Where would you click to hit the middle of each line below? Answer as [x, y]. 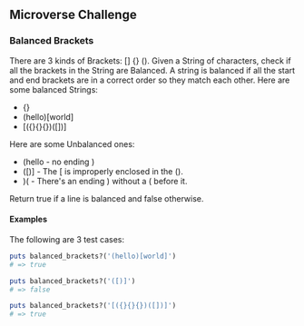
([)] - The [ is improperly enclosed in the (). [103, 171]
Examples [29, 219]
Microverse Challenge [74, 15]
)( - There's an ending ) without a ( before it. [105, 181]
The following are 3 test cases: [67, 239]
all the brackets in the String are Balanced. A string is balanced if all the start [152, 70]
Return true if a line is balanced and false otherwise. [107, 198]
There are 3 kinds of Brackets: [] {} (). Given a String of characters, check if [151, 60]
